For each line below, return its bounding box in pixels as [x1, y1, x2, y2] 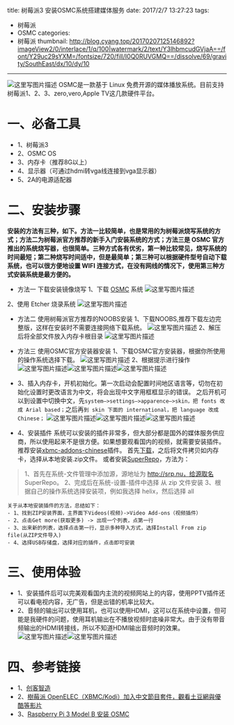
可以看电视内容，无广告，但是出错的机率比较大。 [17, 598, 158, 606]
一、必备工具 [7, 116, 81, 132]
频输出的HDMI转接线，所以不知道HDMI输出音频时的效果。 [17, 623, 185, 632]
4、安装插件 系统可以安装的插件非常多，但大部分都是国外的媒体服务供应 [17, 428, 225, 437]
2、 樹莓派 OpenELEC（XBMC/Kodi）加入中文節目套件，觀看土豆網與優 [17, 692, 221, 701]
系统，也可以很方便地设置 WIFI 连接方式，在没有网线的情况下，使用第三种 [7, 261, 219, 270]
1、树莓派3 [17, 140, 49, 148]
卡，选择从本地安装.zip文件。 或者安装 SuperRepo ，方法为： [17, 455, 190, 463]
